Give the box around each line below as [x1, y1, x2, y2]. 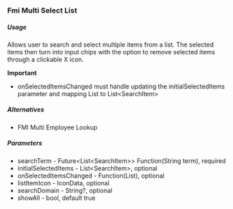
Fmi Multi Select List [7, 6, 77, 15]
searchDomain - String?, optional [17, 186, 113, 194]
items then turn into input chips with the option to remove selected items [7, 47, 216, 56]
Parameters [7, 139, 43, 148]
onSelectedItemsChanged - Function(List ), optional [17, 171, 165, 180]
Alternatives [7, 105, 45, 114]
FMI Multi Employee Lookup [17, 123, 98, 131]
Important [7, 68, 37, 77]
